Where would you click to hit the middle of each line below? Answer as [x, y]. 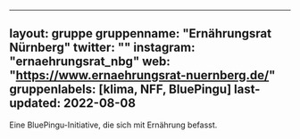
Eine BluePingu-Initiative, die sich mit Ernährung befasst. [113, 125]
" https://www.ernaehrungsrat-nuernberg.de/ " [142, 75]
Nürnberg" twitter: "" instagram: [102, 48]
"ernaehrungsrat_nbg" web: [90, 62]
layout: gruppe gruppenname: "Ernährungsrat [141, 33]
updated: [35, 103]
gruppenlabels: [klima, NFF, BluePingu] [121, 90]
